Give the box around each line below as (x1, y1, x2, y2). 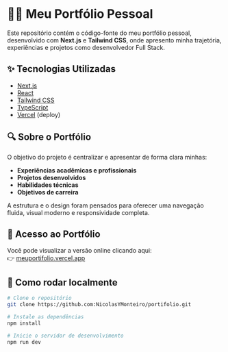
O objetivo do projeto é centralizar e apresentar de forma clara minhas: (7, 153, 207, 161)
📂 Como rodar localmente (7, 277, 118, 288)
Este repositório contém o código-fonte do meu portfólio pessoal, (7, 29, 192, 37)
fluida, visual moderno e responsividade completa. (7, 208, 150, 216)
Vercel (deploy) (16, 110, 61, 118)
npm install (7, 320, 41, 327)
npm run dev (7, 338, 41, 345)
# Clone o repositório (7, 294, 72, 302)
